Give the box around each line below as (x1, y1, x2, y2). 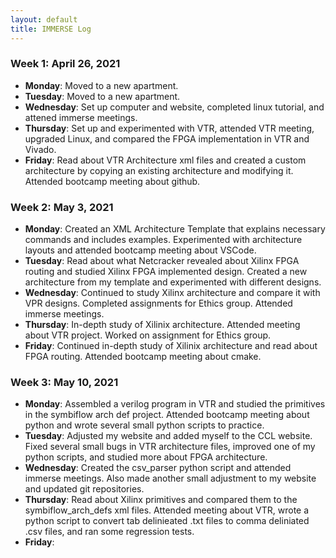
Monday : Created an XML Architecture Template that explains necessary (24, 223, 326, 235)
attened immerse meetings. (24, 111, 138, 123)
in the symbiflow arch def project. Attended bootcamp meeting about (24, 409, 310, 421)
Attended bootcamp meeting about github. (24, 175, 201, 187)
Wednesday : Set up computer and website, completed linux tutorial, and (24, 101, 325, 113)
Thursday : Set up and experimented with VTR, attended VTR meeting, (24, 122, 315, 134)
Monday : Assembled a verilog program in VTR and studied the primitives (24, 398, 326, 410)
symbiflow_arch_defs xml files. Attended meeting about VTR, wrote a (24, 504, 310, 516)
